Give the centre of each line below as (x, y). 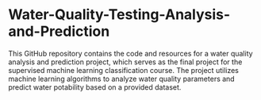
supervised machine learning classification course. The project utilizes (124, 70)
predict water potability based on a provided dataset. (95, 87)
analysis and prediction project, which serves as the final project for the (125, 62)
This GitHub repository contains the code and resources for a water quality (130, 53)
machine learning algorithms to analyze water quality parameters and (122, 79)
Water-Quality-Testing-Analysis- (119, 15)
